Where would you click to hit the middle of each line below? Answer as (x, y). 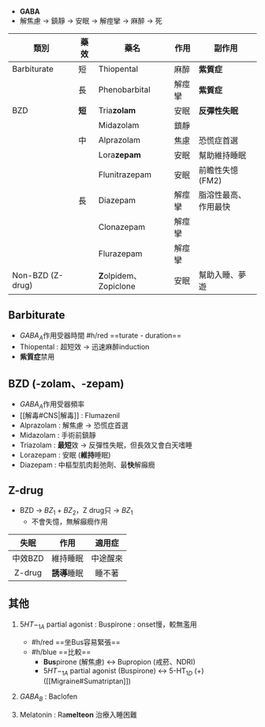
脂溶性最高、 (222, 195)
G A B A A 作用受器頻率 (52, 405)
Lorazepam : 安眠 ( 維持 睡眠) (65, 455)
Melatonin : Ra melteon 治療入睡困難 (78, 715)
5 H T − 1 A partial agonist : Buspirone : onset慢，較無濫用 (108, 625)
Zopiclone (117, 286)
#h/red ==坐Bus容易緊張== (76, 642)
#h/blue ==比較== (61, 652)
